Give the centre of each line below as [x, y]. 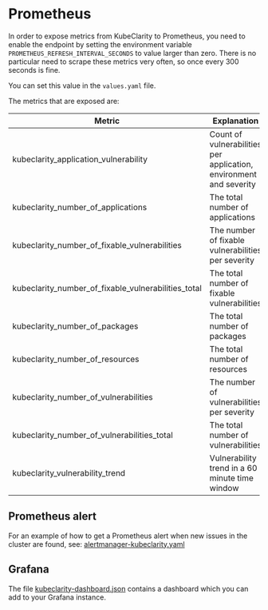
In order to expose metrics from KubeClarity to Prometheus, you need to [127, 36]
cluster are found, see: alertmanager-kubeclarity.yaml [97, 544]
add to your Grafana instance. [57, 597]
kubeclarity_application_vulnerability [80, 159]
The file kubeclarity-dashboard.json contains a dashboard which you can [128, 588]
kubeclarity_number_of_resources [76, 359]
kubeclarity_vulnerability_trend [69, 472]
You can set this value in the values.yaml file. [82, 86]
